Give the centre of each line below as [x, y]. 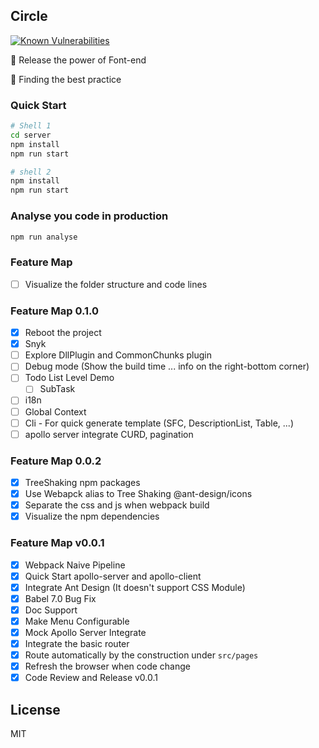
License [35, 709]
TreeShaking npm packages [82, 482]
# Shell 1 [31, 126]
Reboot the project [63, 333]
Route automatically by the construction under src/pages [141, 655]
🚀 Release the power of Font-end [78, 60]
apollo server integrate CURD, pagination [109, 434]
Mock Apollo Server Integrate [85, 632]
